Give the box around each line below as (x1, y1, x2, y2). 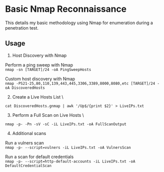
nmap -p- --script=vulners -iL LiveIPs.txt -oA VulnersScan (5, 145, 131, 150)
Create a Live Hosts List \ (12, 94, 64, 100)
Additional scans (12, 130, 46, 136)
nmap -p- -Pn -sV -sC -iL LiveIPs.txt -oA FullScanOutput (5, 122, 127, 127)
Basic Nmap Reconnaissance (5, 3, 127, 15)
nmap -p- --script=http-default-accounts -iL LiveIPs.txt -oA (5, 159, 135, 164)
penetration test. (5, 25, 39, 31)
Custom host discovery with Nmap (5, 75, 75, 82)
